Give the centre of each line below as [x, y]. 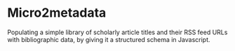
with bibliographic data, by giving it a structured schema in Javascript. [109, 39]
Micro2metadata [57, 13]
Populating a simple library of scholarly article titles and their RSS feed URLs [117, 32]
